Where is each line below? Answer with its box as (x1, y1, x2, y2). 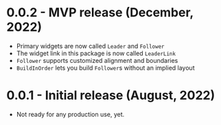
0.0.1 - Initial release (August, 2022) (6, 87, 216, 103)
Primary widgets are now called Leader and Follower (16, 42, 165, 50)
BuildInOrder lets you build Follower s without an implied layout (16, 64, 195, 72)
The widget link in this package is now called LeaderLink (16, 49, 176, 57)
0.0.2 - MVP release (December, (6, 5, 194, 20)
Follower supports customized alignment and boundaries (16, 56, 178, 64)
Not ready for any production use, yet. (16, 110, 125, 118)
